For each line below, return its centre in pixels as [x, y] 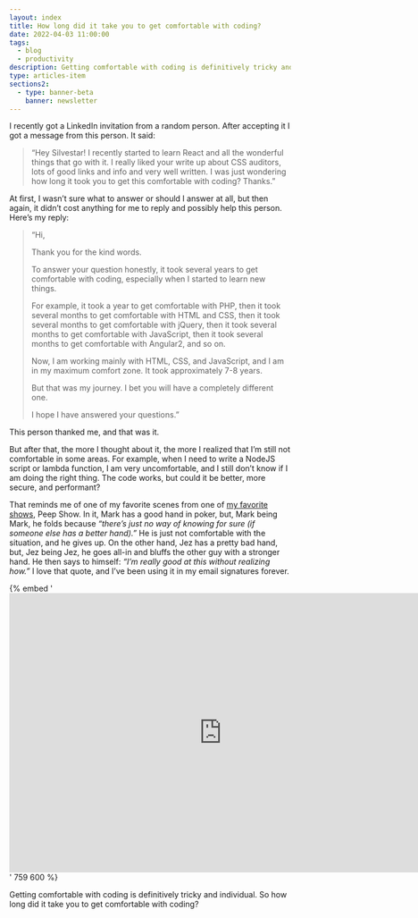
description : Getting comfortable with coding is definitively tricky [143, 68]
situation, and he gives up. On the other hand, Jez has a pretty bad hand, [144, 543]
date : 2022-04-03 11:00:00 [59, 34]
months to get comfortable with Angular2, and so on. [128, 344]
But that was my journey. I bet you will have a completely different [152, 388]
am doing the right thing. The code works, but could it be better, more [138, 478]
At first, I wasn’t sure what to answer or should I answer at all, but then [139, 198]
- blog [29, 51]
